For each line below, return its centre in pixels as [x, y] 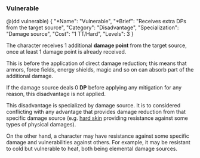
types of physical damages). [41, 125]
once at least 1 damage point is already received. [66, 52]
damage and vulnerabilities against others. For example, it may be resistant [99, 142]
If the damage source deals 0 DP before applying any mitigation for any [94, 88]
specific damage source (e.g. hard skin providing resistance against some [97, 118]
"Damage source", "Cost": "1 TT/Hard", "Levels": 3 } [70, 34]
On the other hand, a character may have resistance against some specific [98, 136]
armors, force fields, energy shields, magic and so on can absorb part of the [100, 70]
